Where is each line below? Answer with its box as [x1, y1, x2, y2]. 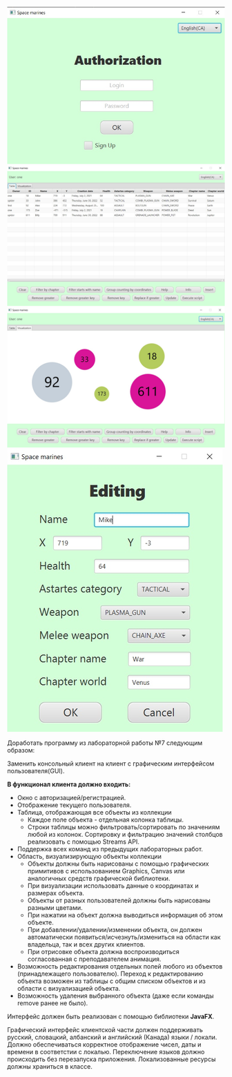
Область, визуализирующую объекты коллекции [17, 853, 162, 861]
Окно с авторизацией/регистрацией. [17, 794, 126, 802]
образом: [7, 746, 35, 755]
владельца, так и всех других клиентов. [27, 940, 146, 949]
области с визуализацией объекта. [17, 984, 121, 993]
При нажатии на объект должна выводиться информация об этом [27, 911, 223, 920]
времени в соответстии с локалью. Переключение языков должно [7, 1048, 205, 1056]
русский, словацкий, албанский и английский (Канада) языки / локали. [7, 1033, 217, 1042]
